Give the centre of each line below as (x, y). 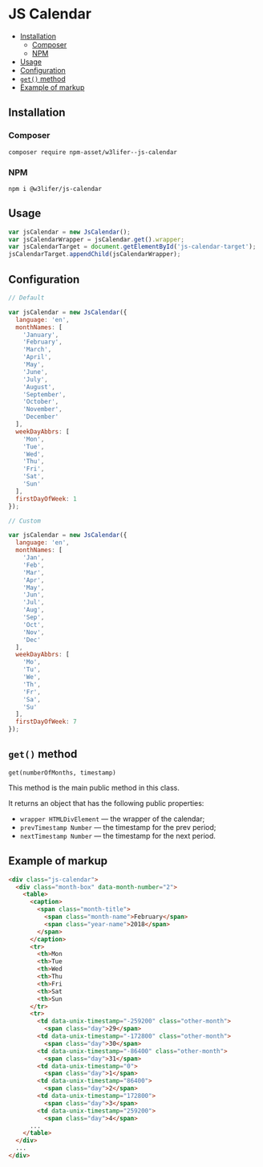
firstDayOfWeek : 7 (47, 722)
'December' (41, 417)
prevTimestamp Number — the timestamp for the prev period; (118, 827)
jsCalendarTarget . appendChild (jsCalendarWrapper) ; (95, 254)
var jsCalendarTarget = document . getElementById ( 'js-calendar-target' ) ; (132, 247)
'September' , (45, 394)
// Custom (25, 521)
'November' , (42, 409)
